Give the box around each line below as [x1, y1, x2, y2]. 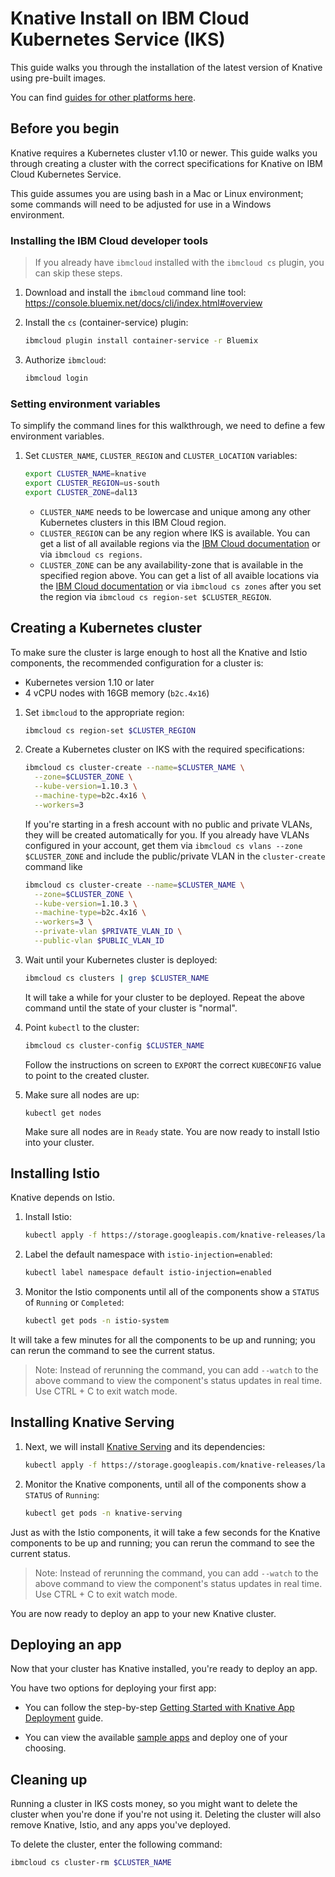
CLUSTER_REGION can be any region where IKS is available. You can [39, 527, 311, 539]
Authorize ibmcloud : [24, 353, 107, 366]
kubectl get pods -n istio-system [24, 1316, 169, 1326]
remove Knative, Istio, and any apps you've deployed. [10, 1819, 232, 1831]
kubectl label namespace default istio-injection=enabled [24, 1268, 272, 1278]
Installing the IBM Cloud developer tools [10, 233, 209, 247]
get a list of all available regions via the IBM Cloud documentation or [39, 537, 321, 549]
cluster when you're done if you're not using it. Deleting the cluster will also [10, 1808, 322, 1821]
